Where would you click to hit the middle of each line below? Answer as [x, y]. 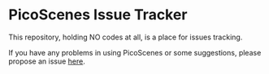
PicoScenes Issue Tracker [98, 15]
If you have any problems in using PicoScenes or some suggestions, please [135, 52]
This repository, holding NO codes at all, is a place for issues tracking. [126, 37]
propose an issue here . [47, 61]
